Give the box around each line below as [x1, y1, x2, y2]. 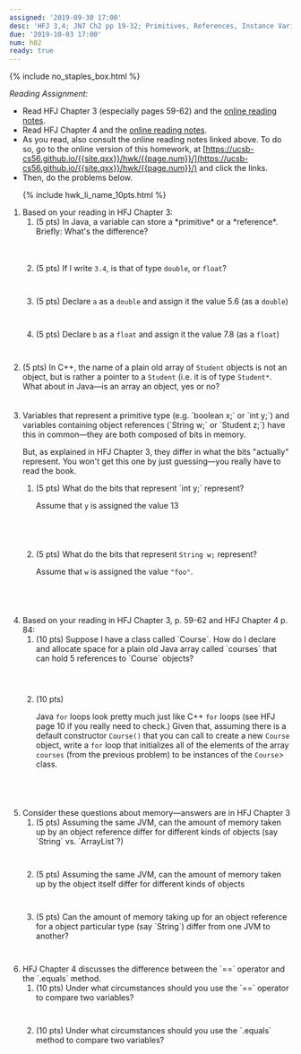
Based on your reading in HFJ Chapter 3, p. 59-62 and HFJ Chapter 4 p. [21, 615, 288, 626]
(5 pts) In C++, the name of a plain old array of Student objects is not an [21, 362, 288, 373]
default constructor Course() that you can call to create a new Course [35, 731, 290, 741]
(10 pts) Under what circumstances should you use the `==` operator [35, 982, 289, 994]
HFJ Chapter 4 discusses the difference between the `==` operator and [21, 964, 285, 974]
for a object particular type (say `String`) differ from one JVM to [35, 921, 271, 932]
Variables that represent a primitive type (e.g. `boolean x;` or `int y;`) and [21, 410, 289, 421]
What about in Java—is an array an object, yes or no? [21, 381, 220, 392]
